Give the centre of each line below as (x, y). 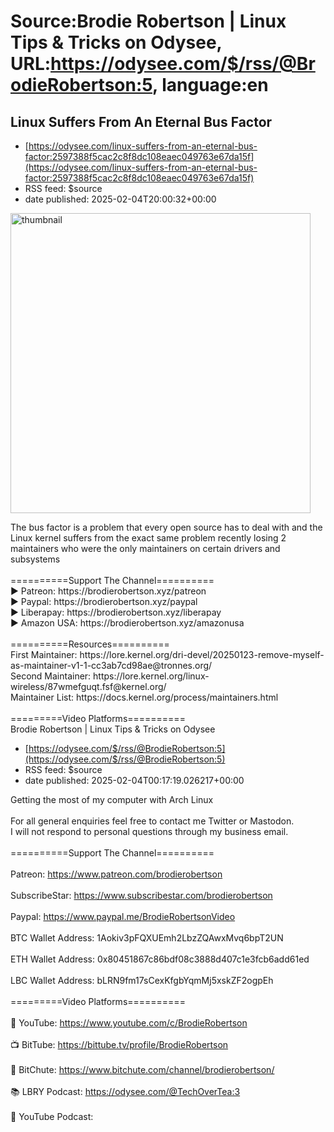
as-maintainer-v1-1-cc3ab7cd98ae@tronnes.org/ (111, 665)
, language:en (210, 85)
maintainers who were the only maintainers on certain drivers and (145, 548)
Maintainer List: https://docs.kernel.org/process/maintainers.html (144, 697)
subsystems (35, 559)
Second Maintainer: (51, 676)
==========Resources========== (90, 644)
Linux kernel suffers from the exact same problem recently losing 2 (148, 538)
